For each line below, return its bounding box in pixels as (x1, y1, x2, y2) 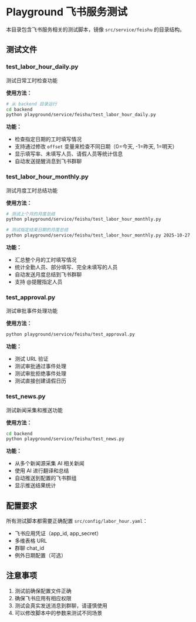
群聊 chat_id (14, 545, 45, 552)
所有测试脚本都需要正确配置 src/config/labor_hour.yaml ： (6, 518, 148, 525)
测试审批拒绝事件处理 (14, 370, 66, 377)
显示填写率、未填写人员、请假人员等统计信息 (14, 150, 123, 157)
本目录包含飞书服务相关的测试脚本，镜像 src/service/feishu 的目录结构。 (6, 26, 185, 33)
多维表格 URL (14, 538, 48, 545)
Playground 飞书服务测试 (6, 5, 128, 19)
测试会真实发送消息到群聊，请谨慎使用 (14, 602, 107, 609)
